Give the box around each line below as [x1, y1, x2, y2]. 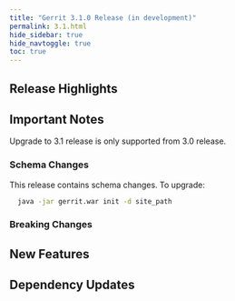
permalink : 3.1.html [9, 22, 88, 31]
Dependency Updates [9, 277, 135, 293]
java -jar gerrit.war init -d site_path [17, 196, 172, 206]
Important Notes [9, 111, 104, 127]
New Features [9, 246, 90, 262]
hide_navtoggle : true [9, 38, 92, 48]
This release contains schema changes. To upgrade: [9, 179, 206, 190]
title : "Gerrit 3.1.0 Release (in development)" [9, 13, 197, 23]
